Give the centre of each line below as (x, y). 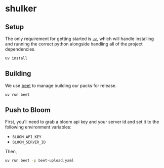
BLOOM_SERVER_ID (29, 142)
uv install (16, 58)
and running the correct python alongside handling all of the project (74, 44)
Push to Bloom (28, 110)
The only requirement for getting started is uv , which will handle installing (80, 39)
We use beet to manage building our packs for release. (61, 85)
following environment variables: (38, 127)
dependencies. (20, 49)
